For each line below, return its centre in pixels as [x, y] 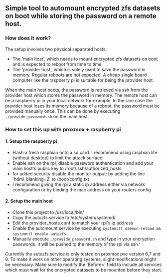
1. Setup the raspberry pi [31, 141]
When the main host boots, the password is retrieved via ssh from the [77, 90]
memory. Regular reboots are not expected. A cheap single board [80, 75]
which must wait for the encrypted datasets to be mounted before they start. [84, 270]
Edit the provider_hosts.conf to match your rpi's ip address [73, 223]
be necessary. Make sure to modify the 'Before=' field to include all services [83, 264]
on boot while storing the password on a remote [81, 16]
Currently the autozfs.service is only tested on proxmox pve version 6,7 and [83, 254]
